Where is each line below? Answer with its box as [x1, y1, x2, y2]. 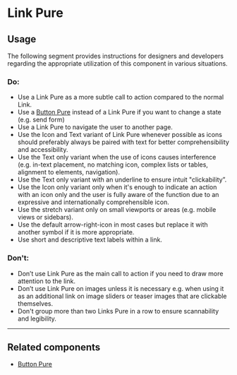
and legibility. [17, 314, 56, 323]
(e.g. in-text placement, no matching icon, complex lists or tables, [17, 160, 208, 169]
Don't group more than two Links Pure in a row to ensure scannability [17, 306, 219, 315]
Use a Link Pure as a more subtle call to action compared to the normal [17, 93, 224, 102]
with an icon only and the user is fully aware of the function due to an [17, 191, 219, 199]
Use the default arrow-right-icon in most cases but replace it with [17, 220, 208, 229]
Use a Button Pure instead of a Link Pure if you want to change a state [17, 108, 221, 117]
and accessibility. [17, 145, 68, 154]
